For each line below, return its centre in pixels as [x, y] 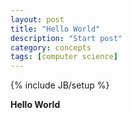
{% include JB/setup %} [60, 85]
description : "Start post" [66, 38]
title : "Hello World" [55, 29]
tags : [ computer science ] [64, 57]
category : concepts [51, 47]
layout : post [37, 19]
